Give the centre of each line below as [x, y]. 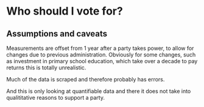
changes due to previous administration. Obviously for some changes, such [101, 55]
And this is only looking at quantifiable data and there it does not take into [99, 91]
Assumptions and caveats [57, 34]
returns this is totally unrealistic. [46, 67]
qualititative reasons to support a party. [56, 98]
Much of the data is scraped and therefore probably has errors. [86, 79]
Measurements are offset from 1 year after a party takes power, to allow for [100, 48]
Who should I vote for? [65, 11]
